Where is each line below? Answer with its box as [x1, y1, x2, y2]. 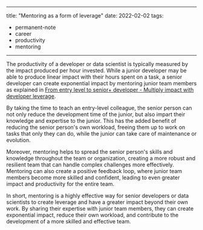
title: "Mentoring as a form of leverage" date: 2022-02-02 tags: [6, 12, 164, 19]
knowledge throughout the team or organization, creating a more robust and [6, 155, 196, 162]
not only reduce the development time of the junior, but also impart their [6, 111, 185, 118]
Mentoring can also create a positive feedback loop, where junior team [6, 168, 182, 174]
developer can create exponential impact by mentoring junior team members [6, 80, 198, 87]
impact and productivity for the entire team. [6, 180, 115, 188]
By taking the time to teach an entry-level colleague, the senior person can [6, 104, 192, 111]
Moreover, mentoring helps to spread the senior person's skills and [6, 148, 173, 155]
